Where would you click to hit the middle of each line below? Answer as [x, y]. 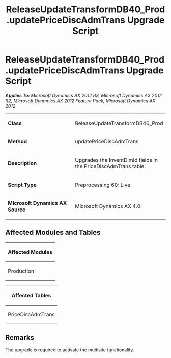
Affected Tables [31, 295]
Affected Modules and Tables [53, 233]
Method [18, 141]
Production [21, 271]
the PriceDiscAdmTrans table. [110, 166]
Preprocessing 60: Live [103, 185]
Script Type [22, 185]
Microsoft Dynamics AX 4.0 [108, 206]
